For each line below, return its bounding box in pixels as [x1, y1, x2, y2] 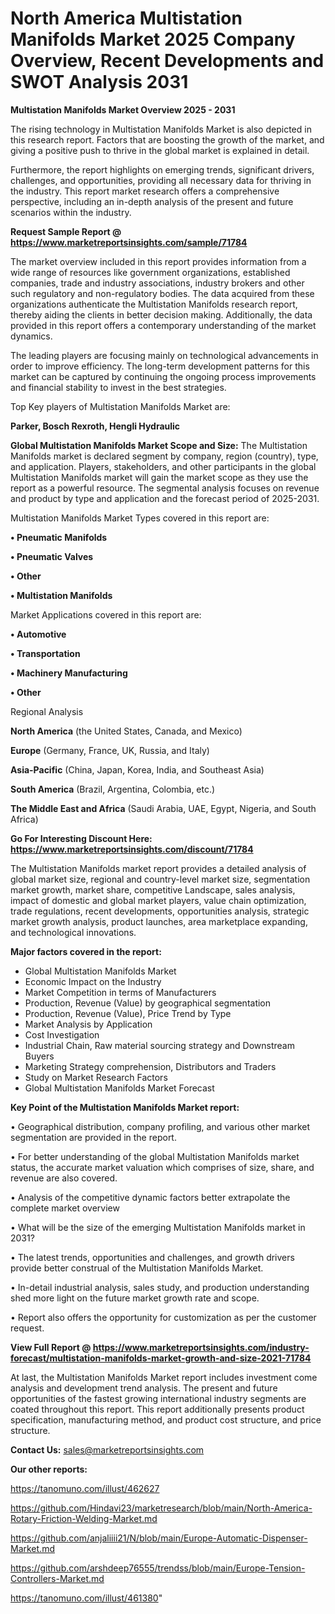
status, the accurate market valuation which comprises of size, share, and [10, 1161, 315, 1173]
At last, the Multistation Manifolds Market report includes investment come [10, 1371, 318, 1383]
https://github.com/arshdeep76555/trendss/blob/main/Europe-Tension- [10, 1562, 306, 1574]
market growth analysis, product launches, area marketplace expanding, [10, 915, 308, 927]
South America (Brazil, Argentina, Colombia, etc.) [10, 783, 216, 795]
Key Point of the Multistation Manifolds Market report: [10, 1101, 240, 1113]
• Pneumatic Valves [10, 550, 94, 562]
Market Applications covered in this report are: [10, 608, 202, 621]
